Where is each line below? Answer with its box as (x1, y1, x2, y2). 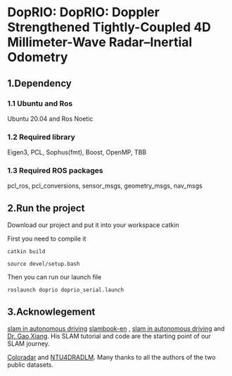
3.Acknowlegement (7, 305, 96, 317)
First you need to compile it (7, 234, 86, 243)
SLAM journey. (7, 339, 51, 348)
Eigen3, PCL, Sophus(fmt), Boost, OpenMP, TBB (7, 148, 147, 157)
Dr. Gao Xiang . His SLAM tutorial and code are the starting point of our (7, 332, 212, 341)
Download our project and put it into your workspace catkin (7, 221, 179, 229)
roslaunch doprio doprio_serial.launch (7, 286, 124, 293)
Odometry (7, 49, 68, 66)
